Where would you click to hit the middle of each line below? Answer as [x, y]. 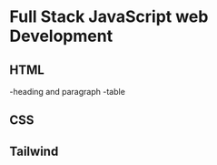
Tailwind [34, 151]
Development [61, 36]
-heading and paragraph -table [67, 92]
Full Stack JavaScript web [109, 17]
